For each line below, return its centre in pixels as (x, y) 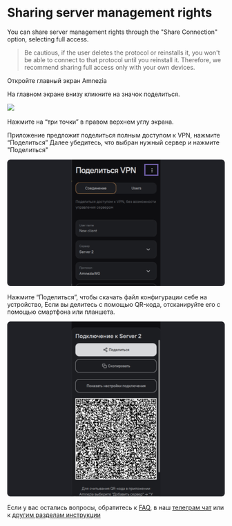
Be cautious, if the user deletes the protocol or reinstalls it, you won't (122, 53)
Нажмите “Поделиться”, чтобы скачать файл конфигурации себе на (107, 297)
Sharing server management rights (110, 13)
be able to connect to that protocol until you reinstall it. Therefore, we (123, 59)
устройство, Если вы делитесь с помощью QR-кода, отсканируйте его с (114, 304)
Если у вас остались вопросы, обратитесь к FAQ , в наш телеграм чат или (116, 508)
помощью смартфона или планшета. (61, 312)
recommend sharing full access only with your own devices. (109, 67)
